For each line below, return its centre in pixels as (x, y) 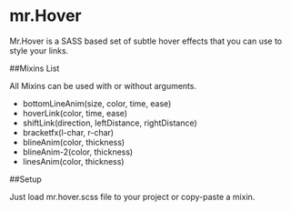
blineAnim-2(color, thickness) (78, 152)
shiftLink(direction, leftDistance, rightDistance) (110, 123)
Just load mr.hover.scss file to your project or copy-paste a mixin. (132, 196)
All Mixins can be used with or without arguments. (103, 85)
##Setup (26, 179)
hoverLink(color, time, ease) (75, 113)
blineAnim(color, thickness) (74, 142)
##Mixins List (35, 68)
